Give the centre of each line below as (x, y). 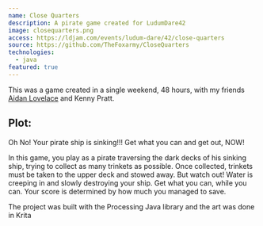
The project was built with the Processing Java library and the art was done (131, 206)
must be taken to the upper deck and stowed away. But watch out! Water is (131, 174)
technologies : (32, 52)
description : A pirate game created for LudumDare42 (97, 23)
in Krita (20, 215)
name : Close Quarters (44, 15)
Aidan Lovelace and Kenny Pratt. (61, 98)
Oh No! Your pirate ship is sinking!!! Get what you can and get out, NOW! (126, 142)
